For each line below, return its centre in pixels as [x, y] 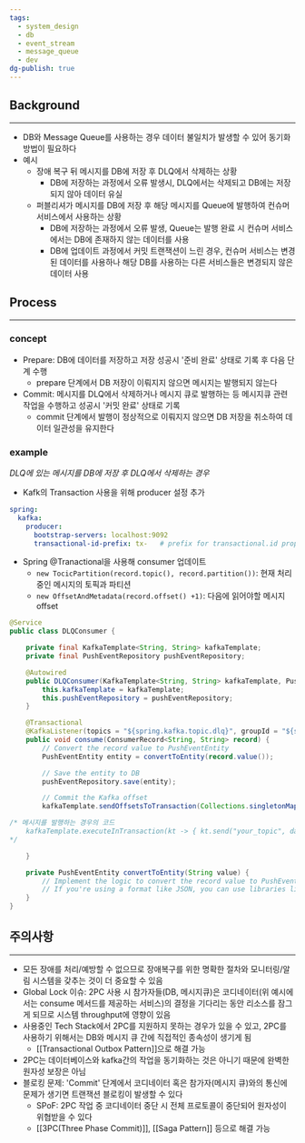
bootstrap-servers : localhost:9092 [101, 535]
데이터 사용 [69, 273]
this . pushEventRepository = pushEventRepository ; [138, 698]
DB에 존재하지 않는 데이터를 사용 [132, 239]
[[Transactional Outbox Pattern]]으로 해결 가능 [121, 1048]
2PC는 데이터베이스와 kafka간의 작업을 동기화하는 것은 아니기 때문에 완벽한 [156, 1059]
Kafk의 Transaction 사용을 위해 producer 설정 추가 [114, 493]
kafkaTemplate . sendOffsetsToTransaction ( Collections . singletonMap [170, 807]
